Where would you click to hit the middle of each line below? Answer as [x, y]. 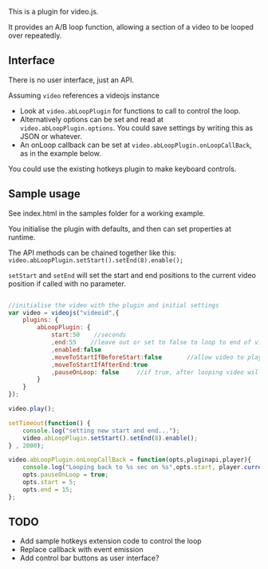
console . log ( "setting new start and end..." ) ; [101, 431]
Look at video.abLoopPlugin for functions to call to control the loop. [130, 110]
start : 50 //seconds [89, 335]
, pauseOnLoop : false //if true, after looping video [148, 372]
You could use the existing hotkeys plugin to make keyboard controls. [122, 169]
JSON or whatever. [51, 136]
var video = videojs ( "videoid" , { [64, 312]
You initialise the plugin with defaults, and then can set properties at [120, 229]
